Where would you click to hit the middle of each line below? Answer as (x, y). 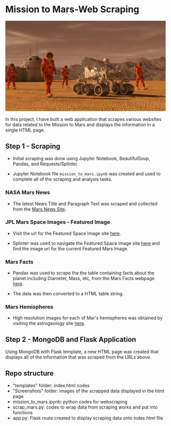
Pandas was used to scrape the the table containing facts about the (83, 273)
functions (23, 413)
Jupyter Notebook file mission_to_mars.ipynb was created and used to (87, 174)
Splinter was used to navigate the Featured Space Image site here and (86, 243)
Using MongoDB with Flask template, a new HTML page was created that (82, 352)
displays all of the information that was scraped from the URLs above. (78, 357)
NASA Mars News (28, 192)
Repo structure (30, 373)
